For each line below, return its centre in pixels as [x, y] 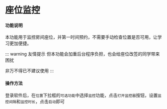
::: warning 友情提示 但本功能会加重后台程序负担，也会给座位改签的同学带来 [83, 54]
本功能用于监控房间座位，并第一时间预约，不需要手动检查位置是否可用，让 [81, 37]
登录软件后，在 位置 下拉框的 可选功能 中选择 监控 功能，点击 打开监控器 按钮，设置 [82, 95]
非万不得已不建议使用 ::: [30, 71]
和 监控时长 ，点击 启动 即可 [41, 101]
